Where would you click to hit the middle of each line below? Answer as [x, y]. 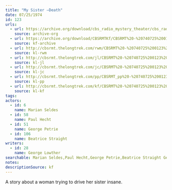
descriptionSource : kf [29, 167]
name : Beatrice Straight [41, 139]
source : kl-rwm [31, 53]
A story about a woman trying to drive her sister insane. [64, 182]
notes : [12, 162]
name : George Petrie [36, 129]
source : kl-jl [29, 62]
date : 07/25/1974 [24, 15]
